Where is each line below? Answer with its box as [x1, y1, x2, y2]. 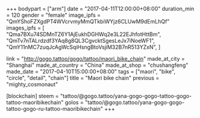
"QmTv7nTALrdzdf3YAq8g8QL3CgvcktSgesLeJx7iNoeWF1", [6, 37, 155, 44]
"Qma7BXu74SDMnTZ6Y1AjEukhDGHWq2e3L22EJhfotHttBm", [6, 31, 161, 38]
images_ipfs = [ [6, 24, 45, 31]
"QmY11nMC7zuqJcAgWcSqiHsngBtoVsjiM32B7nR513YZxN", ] [6, 43, 161, 51]
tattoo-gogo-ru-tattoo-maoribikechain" [6, 105, 104, 112]
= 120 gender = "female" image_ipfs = [6, 11, 101, 19]
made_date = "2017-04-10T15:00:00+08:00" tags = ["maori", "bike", [6, 68, 176, 75]
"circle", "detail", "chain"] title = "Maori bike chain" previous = [6, 75, 160, 81]
